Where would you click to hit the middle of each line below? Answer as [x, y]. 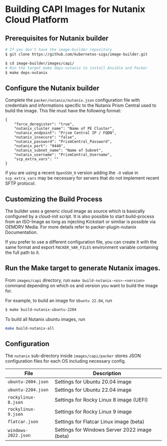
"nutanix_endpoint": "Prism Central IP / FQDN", [65, 133]
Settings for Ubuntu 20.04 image [93, 382]
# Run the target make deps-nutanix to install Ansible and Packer [77, 68]
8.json [15, 402]
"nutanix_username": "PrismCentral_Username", [63, 155]
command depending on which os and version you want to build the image [82, 285]
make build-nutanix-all [30, 328]
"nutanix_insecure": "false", [45, 137]
